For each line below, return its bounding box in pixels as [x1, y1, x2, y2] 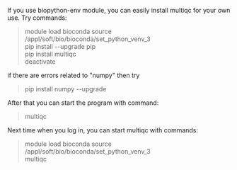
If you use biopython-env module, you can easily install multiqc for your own [7, 6, 231, 14]
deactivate [24, 57, 56, 66]
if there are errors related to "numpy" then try [7, 71, 140, 79]
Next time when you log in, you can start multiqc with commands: [7, 126, 199, 134]
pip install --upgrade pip [24, 42, 96, 50]
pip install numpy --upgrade [24, 85, 107, 93]
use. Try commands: [7, 13, 67, 22]
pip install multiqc [24, 50, 76, 58]
